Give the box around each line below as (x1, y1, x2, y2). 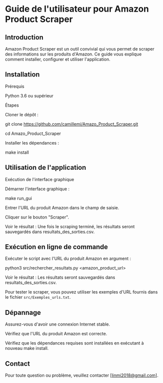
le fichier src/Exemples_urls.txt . (5, 294, 71, 300)
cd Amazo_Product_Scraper (5, 130, 61, 136)
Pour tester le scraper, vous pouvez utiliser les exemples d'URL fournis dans (5, 289, 158, 295)
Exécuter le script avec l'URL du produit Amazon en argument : (5, 255, 131, 261)
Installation (5, 71, 40, 79)
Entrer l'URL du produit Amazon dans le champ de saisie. (5, 204, 119, 210)
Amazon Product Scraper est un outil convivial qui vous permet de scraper (5, 46, 155, 52)
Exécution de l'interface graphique (5, 176, 74, 182)
